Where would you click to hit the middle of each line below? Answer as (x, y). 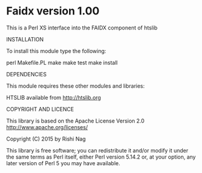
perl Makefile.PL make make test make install (62, 62)
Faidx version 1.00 (53, 11)
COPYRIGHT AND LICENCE (40, 109)
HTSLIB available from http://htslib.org (54, 97)
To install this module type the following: (56, 51)
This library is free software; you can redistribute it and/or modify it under (97, 150)
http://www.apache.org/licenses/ (47, 127)
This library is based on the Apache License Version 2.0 (75, 121)
